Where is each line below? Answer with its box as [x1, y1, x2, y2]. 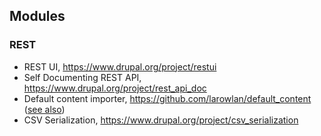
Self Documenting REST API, [23, 71, 142, 83]
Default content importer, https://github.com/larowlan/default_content [23, 92, 312, 104]
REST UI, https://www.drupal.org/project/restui [23, 60, 217, 73]
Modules [9, 8, 66, 25]
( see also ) [23, 103, 66, 115]
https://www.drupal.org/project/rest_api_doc [23, 82, 207, 94]
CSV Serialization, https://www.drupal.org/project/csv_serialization [23, 114, 299, 126]
